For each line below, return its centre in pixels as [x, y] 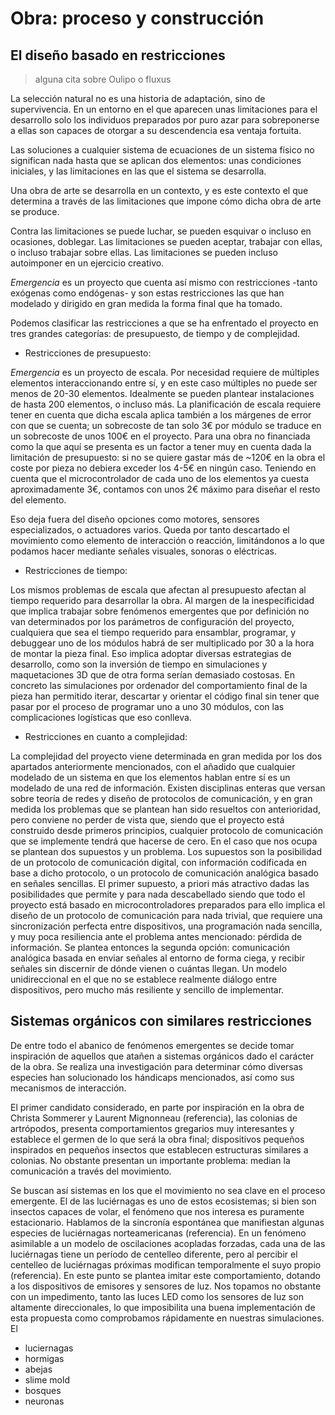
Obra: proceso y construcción [137, 18]
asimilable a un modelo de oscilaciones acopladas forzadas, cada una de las [168, 1243]
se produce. [35, 211]
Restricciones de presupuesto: [88, 353]
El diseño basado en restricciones [118, 55]
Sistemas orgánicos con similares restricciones [161, 1021]
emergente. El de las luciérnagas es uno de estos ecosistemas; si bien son [163, 1201]
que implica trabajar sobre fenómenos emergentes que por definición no [160, 611]
